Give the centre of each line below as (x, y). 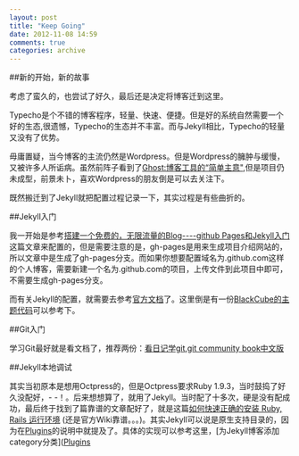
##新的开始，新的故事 (50, 78)
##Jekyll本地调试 (41, 368)
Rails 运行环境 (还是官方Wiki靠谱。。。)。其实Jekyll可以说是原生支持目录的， (145, 419)
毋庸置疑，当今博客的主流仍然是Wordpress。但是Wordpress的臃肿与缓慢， (147, 156)
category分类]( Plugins (50, 442)
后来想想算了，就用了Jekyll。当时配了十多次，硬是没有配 (178, 397)
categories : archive (48, 51)
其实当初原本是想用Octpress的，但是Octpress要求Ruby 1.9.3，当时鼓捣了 (144, 386)
